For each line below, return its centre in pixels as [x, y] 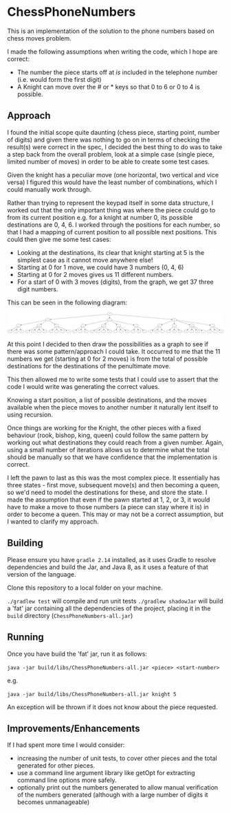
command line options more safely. [67, 780]
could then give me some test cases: [59, 239]
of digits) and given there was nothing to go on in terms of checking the [109, 140]
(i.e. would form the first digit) [59, 79]
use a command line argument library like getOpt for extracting [106, 773]
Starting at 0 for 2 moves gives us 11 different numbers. [95, 274]
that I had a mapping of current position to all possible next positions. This [112, 232]
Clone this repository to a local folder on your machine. [85, 588]
